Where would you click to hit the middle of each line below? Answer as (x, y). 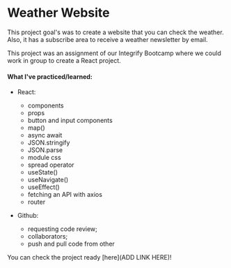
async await (45, 135)
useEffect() (44, 187)
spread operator (51, 165)
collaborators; (48, 237)
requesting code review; (62, 229)
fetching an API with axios (65, 195)
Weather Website (58, 13)
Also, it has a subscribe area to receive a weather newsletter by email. (107, 39)
